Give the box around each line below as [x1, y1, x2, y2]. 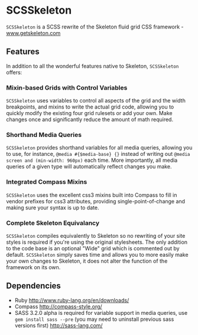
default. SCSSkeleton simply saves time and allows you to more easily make [6, 251, 189, 258]
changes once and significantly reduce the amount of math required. [6, 116, 173, 123]
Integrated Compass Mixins [6, 178, 87, 186]
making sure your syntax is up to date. [6, 204, 99, 211]
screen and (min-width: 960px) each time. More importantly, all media [6, 157, 178, 164]
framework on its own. [6, 263, 61, 270]
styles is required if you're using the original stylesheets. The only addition [6, 238, 188, 245]
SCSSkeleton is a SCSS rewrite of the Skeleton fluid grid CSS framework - [6, 23, 184, 30]
